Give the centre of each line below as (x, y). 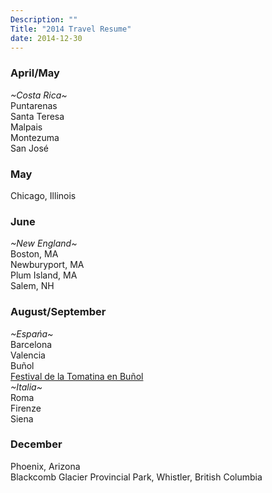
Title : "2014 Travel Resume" (71, 29)
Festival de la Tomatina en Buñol (77, 376)
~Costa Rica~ (39, 95)
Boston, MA (34, 254)
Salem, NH (32, 286)
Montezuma (35, 137)
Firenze (26, 408)
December (36, 444)
